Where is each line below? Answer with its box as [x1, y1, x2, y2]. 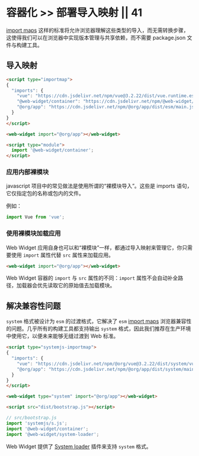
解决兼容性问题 [6, 300, 61, 311]
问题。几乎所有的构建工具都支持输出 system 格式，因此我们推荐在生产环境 [11, 325, 191, 332]
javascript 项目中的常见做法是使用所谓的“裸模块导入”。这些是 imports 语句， [6, 182, 192, 190]
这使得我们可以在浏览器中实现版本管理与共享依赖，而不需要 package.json [6, 34, 186, 41]
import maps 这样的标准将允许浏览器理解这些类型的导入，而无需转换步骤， [6, 27, 189, 34]
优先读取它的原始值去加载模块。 [37, 282, 115, 289]
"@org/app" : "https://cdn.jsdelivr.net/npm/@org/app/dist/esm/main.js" [17, 104, 197, 110]
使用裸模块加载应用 [6, 229, 61, 238]
